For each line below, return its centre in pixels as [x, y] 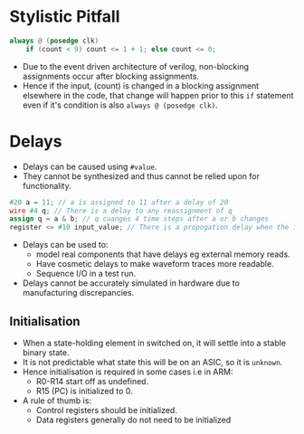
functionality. [47, 185]
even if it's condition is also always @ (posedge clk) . [120, 105]
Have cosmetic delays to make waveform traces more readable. [155, 264]
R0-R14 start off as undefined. [92, 381]
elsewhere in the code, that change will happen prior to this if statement [158, 95]
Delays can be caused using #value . [90, 166]
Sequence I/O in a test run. [86, 274]
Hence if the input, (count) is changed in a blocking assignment [141, 85]
